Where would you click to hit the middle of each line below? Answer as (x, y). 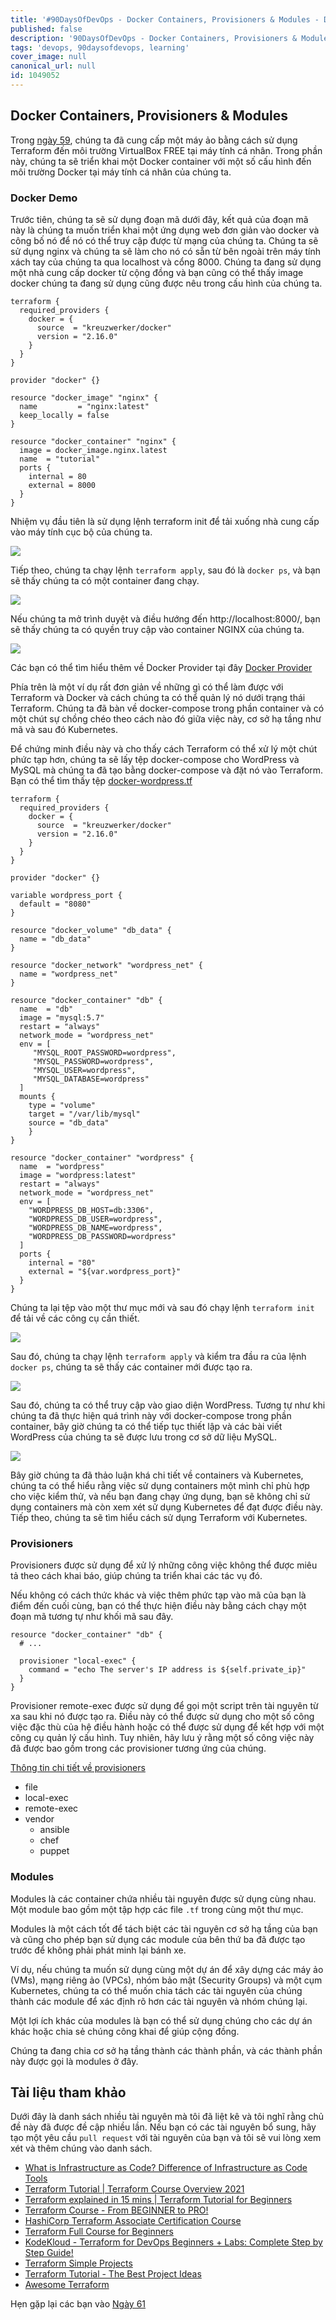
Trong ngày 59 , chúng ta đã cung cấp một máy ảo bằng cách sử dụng (154, 140)
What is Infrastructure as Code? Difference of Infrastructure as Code (166, 2168)
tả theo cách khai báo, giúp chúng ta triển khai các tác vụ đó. (136, 1576)
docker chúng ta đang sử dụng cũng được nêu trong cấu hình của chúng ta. (166, 283)
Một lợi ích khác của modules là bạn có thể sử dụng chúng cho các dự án (161, 2020)
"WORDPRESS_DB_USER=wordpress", (95, 1219)
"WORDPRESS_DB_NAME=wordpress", (95, 1227)
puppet (54, 1851)
